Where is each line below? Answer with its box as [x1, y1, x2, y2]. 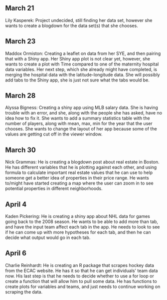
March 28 [5, 91, 36, 100]
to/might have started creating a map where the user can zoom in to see [5, 180, 154, 186]
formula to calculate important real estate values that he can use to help [5, 169, 153, 175]
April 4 [5, 200, 27, 208]
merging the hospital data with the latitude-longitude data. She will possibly [5, 71, 161, 77]
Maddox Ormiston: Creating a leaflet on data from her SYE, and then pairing [5, 50, 161, 56]
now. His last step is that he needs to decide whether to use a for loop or [5, 272, 155, 279]
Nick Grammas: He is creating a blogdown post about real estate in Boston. [5, 159, 160, 165]
